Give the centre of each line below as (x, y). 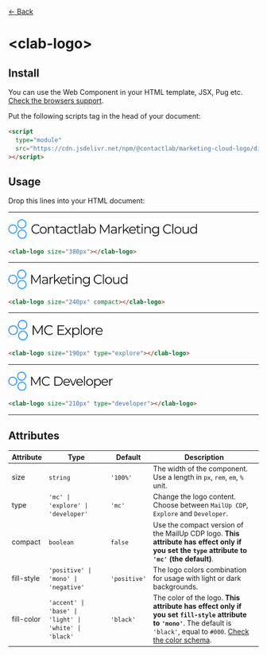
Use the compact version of (198, 524)
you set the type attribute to (200, 550)
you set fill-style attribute (200, 615)
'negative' (67, 587)
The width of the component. (200, 469)
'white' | (65, 628)
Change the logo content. (194, 496)
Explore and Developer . (191, 514)
